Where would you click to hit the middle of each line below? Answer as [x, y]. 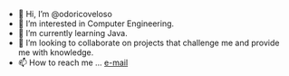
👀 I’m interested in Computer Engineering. [96, 24]
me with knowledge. [56, 52]
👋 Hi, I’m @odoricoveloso [65, 14]
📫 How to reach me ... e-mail [73, 62]
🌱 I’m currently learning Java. [73, 33]
